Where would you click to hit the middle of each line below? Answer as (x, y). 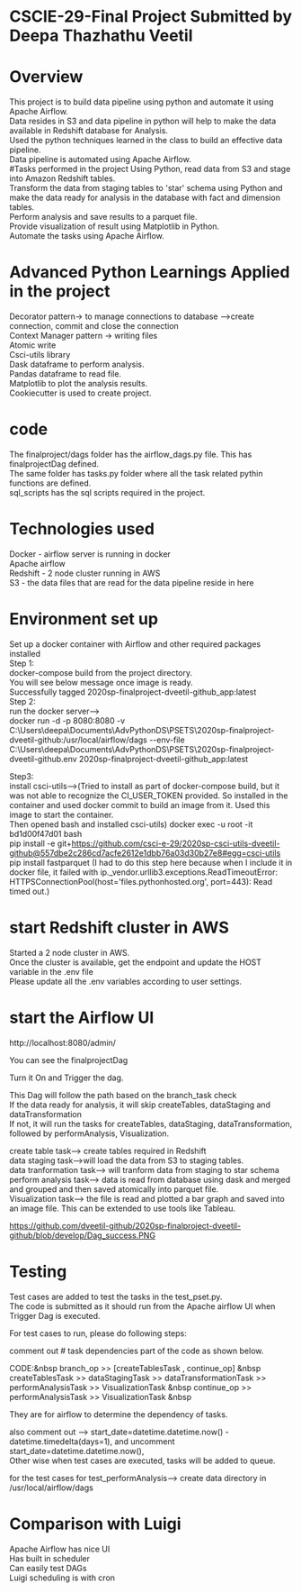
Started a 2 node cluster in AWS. (70, 952)
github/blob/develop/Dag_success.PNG (82, 1235)
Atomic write (33, 345)
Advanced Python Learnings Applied (150, 273)
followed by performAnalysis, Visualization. (89, 1133)
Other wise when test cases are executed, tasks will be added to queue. (142, 1460)
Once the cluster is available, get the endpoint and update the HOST (136, 962)
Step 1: (22, 663)
